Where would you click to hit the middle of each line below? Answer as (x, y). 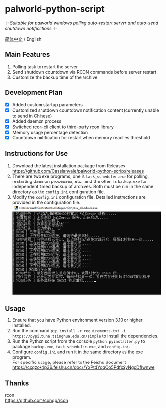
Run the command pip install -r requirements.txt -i (69, 331)
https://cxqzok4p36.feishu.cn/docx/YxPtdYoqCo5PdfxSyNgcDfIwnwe (83, 367)
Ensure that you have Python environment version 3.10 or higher (77, 320)
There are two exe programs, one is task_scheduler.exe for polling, (81, 176)
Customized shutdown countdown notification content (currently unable (85, 110)
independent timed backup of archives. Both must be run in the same (83, 186)
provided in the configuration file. (46, 202)
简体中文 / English (23, 39)
